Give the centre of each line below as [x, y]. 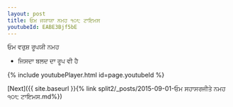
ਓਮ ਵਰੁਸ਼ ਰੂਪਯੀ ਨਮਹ [33, 47]
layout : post [27, 14]
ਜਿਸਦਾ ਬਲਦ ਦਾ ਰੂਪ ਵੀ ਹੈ [48, 61]
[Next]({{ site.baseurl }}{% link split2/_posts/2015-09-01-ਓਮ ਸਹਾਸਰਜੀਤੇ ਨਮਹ [116, 89]
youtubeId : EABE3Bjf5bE [42, 27]
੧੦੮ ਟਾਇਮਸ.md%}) [35, 96]
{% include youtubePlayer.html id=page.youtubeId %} [86, 75]
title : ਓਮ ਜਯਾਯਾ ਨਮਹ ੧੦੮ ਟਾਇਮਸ [54, 20]
